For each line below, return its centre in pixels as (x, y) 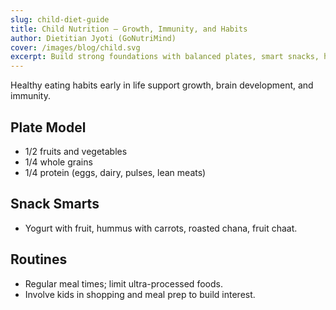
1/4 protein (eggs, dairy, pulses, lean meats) (115, 172)
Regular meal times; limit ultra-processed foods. (123, 283)
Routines (39, 259)
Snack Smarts (55, 204)
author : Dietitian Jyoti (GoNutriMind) (93, 38)
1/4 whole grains (58, 162)
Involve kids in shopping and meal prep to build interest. (140, 294)
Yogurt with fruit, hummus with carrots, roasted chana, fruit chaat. (161, 228)
